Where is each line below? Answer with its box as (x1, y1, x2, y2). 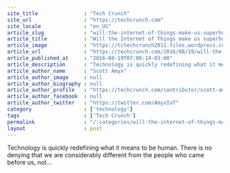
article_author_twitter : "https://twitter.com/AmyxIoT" (7, 100, 179, 106)
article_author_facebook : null (7, 93, 103, 100)
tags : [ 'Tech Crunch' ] (7, 112, 136, 119)
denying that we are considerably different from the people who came (7, 151, 205, 159)
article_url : (7, 49, 88, 56)
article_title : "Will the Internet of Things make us (7, 36, 201, 43)
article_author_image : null (7, 73, 103, 81)
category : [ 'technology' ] (7, 106, 133, 113)
